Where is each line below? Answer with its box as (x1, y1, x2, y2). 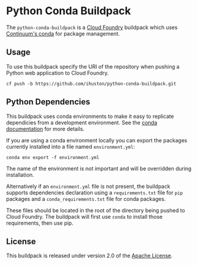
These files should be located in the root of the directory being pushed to (6, 206, 185, 214)
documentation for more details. (6, 125, 85, 132)
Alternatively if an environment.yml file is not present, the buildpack (6, 183, 170, 190)
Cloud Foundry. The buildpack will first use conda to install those (6, 213, 163, 220)
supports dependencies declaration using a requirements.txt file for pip (6, 189, 183, 196)
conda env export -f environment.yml (6, 154, 100, 161)
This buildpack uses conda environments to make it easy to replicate (6, 113, 174, 120)
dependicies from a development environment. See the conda (6, 119, 157, 126)
